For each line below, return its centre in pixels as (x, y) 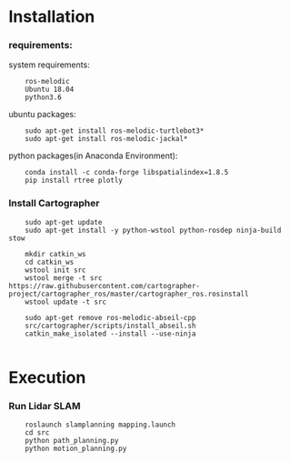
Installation (52, 17)
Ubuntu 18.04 (50, 90)
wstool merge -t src (64, 278)
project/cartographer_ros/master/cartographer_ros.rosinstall (129, 294)
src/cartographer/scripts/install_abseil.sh (110, 326)
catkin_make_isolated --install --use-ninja (110, 334)
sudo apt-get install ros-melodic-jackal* (106, 139)
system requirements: (49, 65)
